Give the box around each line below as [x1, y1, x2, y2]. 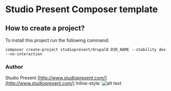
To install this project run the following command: [5, 37, 110, 43]
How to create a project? [5, 24, 85, 33]
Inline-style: [76, 80, 101, 86]
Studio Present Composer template [5, 4, 158, 15]
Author [5, 63, 24, 70]
